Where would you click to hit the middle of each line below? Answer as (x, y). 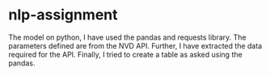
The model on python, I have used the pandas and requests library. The (127, 37)
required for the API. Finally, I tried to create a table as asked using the (125, 54)
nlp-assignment (63, 15)
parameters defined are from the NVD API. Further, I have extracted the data (135, 45)
